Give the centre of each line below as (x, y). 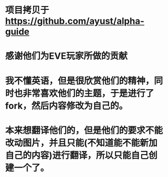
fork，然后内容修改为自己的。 (66, 106)
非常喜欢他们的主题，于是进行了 (88, 93)
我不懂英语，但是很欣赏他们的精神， (80, 81)
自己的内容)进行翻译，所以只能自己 (77, 155)
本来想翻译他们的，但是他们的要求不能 (84, 130)
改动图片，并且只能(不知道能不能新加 (81, 143)
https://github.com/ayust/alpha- (75, 21)
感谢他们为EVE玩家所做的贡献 (66, 56)
